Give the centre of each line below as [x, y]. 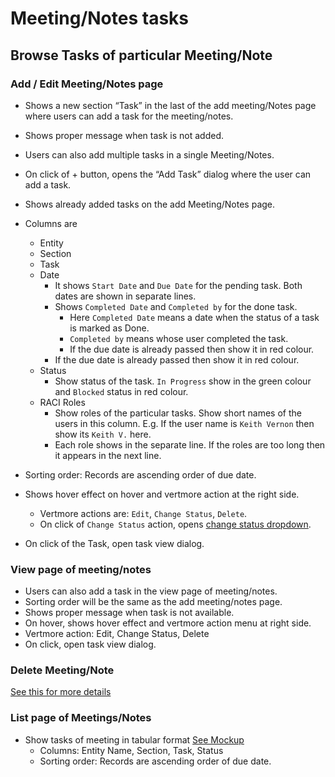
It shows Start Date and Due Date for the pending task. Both [178, 285]
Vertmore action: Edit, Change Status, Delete [117, 634]
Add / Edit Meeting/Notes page [87, 84]
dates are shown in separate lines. [125, 296]
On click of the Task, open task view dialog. [114, 543]
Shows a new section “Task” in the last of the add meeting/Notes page [170, 105]
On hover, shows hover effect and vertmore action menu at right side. [168, 623]
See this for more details [61, 692]
